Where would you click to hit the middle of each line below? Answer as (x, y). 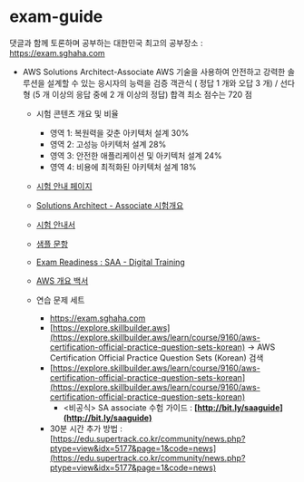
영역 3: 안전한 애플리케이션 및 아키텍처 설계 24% (136, 155)
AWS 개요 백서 (62, 280)
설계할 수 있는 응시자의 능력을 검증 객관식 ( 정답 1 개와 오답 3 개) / (162, 82)
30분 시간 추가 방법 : (86, 429)
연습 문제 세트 (60, 300)
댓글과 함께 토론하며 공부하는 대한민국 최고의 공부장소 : (106, 43)
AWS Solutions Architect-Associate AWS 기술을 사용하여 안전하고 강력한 (154, 72)
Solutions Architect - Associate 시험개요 (110, 205)
